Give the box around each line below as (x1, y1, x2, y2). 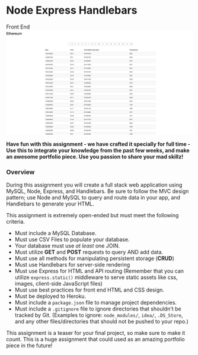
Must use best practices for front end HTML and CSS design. (14, 286, 165, 294)
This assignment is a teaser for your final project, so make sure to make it (6, 329, 186, 337)
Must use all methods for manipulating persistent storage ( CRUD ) (14, 255, 175, 262)
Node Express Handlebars (6, 4, 138, 17)
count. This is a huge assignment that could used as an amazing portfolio (6, 336, 185, 343)
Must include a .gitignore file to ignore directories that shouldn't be (14, 305, 182, 312)
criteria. (6, 218, 25, 226)
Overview (6, 167, 35, 176)
